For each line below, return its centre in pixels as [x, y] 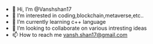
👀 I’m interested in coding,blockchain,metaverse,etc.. [78, 15]
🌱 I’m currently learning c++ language [59, 22]
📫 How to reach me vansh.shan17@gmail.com [70, 35]
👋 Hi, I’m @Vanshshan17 [42, 9]
